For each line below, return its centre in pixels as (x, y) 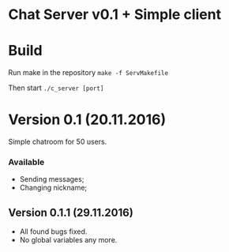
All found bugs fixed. (53, 231)
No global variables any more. (68, 240)
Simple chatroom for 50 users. (58, 142)
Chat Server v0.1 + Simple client (115, 15)
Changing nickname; (53, 188)
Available (26, 162)
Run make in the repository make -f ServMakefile (88, 73)
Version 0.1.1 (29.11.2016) (71, 212)
